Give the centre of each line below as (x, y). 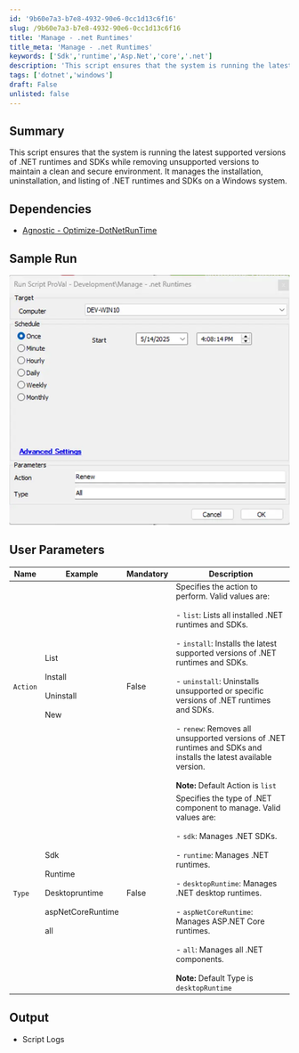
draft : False (33, 85)
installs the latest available (224, 757)
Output (29, 1018)
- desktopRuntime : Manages (226, 883)
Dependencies (50, 209)
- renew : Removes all (214, 729)
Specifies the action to (217, 587)
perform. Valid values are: (222, 596)
